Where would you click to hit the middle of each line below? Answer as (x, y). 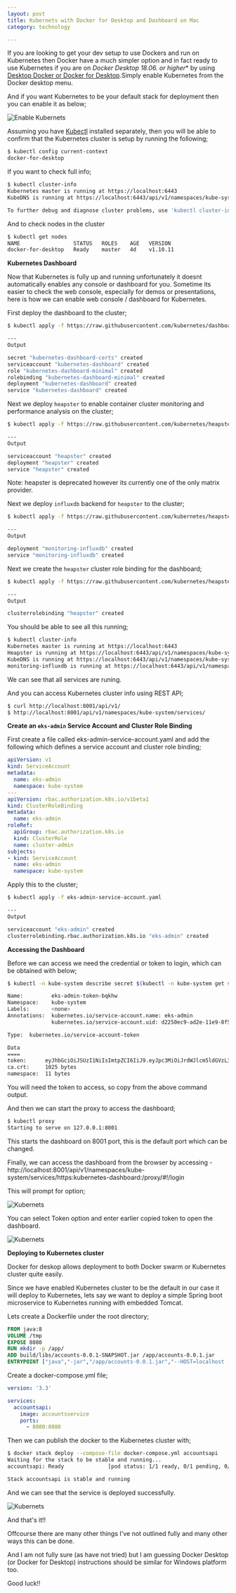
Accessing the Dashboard (46, 949)
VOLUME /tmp (25, 1335)
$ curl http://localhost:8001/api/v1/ (64, 706)
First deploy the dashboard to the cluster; (67, 313)
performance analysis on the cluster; (60, 412)
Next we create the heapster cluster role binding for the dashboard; (105, 569)
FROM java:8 (25, 1329)
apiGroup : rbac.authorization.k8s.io (69, 832)
